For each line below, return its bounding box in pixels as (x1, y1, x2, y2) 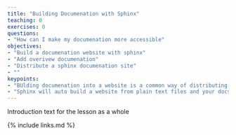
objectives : (7, 43, 42, 50)
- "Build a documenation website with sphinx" (7, 50, 146, 57)
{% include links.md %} (7, 121, 76, 129)
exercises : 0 (7, 23, 46, 30)
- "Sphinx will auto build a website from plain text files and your (7, 88, 216, 95)
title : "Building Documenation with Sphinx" (7, 10, 140, 17)
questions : (7, 29, 39, 37)
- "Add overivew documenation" (7, 56, 99, 63)
